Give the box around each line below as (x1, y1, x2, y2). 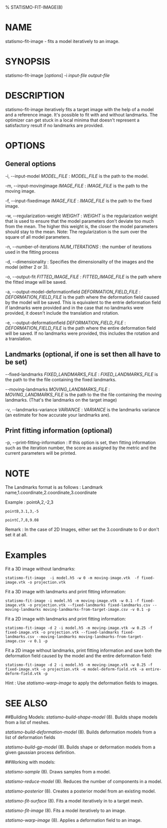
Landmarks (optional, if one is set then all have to (5, 350, 161, 359)
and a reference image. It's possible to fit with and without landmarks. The (5, 112, 158, 118)
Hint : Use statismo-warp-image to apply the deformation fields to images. (5, 680, 159, 686)
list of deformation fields (5, 734, 56, 740)
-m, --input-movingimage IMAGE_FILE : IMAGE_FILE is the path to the (5, 183, 148, 189)
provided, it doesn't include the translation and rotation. (5, 310, 120, 316)
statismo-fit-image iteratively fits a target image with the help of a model (5, 106, 154, 112)
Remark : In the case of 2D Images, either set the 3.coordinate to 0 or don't (5, 526, 160, 532)
